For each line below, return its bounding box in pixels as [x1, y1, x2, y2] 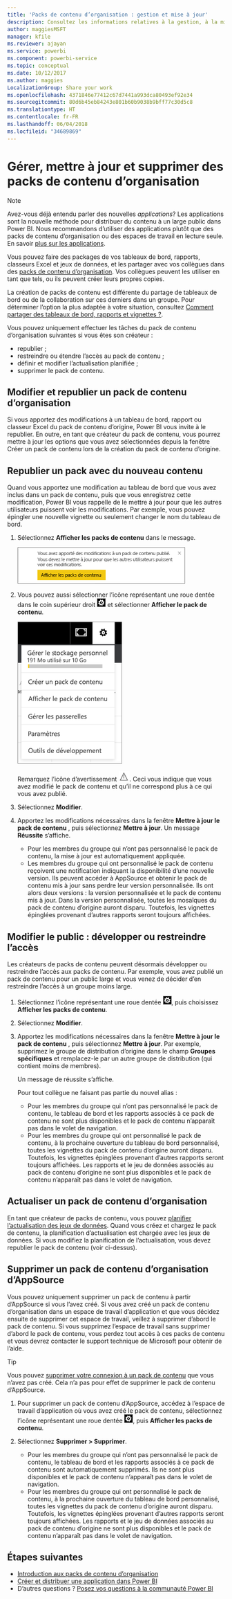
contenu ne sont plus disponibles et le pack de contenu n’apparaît [27, 1117, 215, 1125]
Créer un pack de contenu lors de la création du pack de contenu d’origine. [7, 445, 221, 453]
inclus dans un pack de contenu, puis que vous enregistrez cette [7, 491, 191, 499]
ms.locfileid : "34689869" [7, 128, 81, 135]
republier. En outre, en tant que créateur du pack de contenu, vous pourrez [7, 430, 221, 439]
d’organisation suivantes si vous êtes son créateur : [7, 331, 153, 339]
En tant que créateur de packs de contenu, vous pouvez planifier [7, 1213, 192, 1222]
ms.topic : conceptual [7, 62, 70, 69]
